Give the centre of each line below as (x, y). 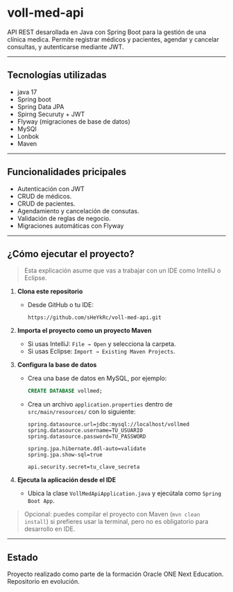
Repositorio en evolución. (43, 582)
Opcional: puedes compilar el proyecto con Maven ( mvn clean (112, 514)
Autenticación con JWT (51, 188)
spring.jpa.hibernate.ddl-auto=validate (87, 449)
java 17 (27, 92)
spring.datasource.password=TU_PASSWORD (87, 437)
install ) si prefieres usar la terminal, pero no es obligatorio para (116, 522)
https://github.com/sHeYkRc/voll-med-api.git (94, 318)
